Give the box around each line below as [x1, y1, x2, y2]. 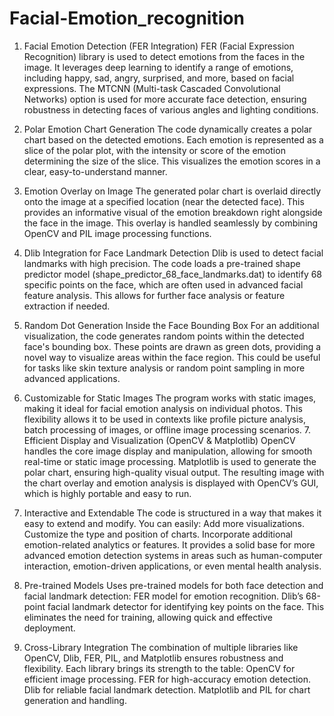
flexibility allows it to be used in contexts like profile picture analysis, [23, 413, 306, 425]
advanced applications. [23, 372, 121, 384]
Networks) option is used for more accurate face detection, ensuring [23, 93, 307, 105]
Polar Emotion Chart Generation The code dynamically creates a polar [23, 123, 313, 135]
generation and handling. [23, 694, 127, 706]
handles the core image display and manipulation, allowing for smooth [23, 445, 313, 457]
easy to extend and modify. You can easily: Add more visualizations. [23, 517, 305, 529]
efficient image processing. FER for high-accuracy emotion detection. [23, 673, 312, 685]
